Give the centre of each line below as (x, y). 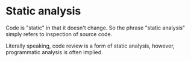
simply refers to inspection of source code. (59, 34)
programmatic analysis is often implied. (54, 52)
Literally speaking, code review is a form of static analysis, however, (90, 46)
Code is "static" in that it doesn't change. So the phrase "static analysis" (95, 28)
